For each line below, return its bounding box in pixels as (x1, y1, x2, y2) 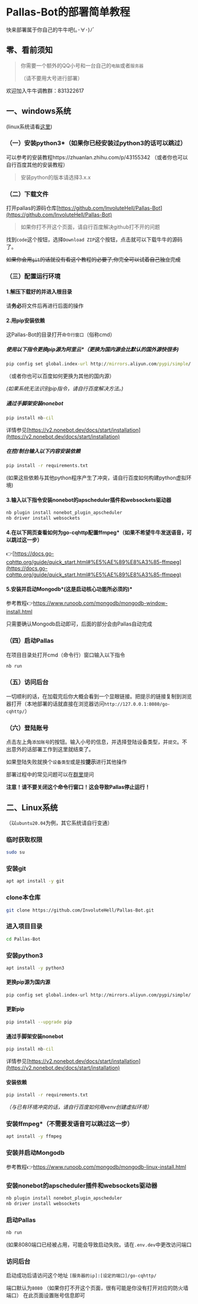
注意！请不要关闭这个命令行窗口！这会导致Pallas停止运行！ (6, 784, 150, 791)
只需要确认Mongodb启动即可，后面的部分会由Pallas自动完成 (6, 620, 153, 627)
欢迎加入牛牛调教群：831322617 (6, 87, 84, 94)
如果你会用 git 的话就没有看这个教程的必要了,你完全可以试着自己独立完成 (6, 256, 181, 263)
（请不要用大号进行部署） (20, 75, 83, 82)
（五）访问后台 (6, 678, 49, 687)
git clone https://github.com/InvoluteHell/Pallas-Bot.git (6, 907, 154, 913)
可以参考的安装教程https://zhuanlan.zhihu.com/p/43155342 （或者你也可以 (6, 153, 188, 160)
